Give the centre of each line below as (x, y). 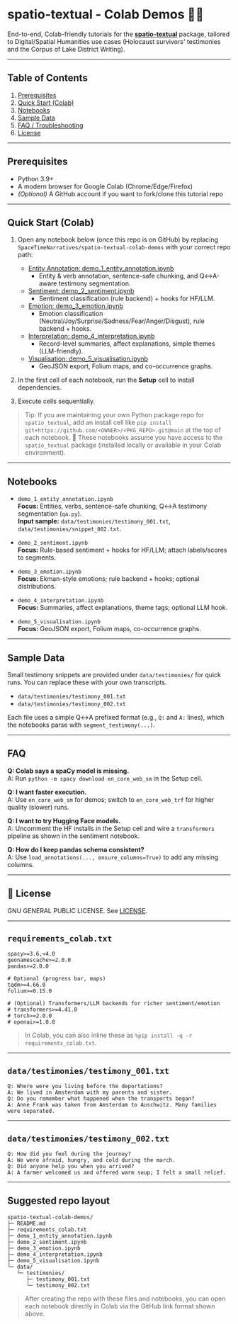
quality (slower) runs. (38, 807)
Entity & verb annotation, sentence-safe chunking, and (118, 276)
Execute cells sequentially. (56, 401)
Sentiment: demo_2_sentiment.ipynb (81, 291)
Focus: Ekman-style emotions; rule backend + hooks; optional (108, 579)
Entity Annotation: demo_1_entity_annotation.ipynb (101, 268)
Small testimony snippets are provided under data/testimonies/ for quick (114, 675)
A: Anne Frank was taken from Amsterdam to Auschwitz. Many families (112, 1105)
